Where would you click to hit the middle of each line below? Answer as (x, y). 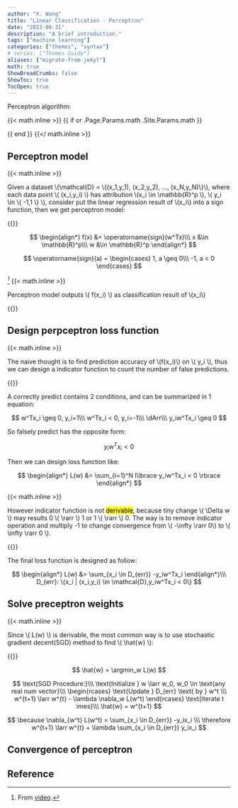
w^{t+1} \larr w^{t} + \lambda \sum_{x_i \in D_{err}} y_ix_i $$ (119, 727)
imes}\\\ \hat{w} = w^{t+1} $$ (119, 706)
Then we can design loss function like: (63, 461)
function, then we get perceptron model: (66, 210)
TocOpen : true (28, 86)
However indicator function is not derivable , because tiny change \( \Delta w (119, 510)
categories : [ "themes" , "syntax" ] (58, 47)
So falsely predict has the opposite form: (67, 431)
